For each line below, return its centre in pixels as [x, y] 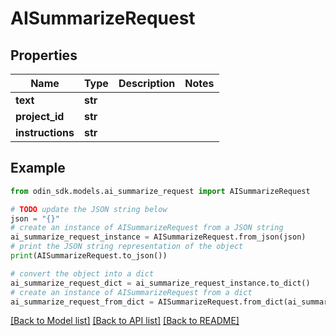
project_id [40, 116]
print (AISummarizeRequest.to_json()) [89, 256]
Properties [44, 55]
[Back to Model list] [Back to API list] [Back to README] [125, 321]
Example [38, 168]
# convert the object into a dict [82, 273]
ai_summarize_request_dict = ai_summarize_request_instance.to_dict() [160, 283]
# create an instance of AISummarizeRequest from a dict [131, 292]
